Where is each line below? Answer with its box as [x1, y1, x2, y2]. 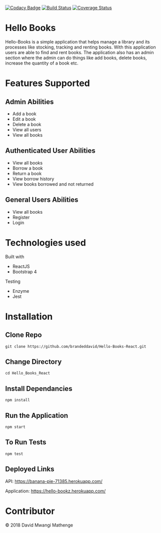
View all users [12, 127, 41, 133]
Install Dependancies [5, 384, 72, 393]
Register [12, 214, 30, 220]
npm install [5, 398, 30, 403]
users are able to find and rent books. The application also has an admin [5, 49, 154, 55]
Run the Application [5, 411, 68, 420]
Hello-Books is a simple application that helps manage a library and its [5, 39, 150, 45]
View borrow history [12, 176, 54, 182]
